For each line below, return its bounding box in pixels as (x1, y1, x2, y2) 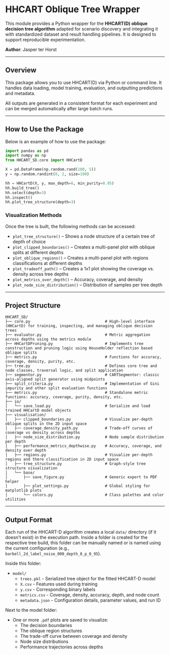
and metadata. (5, 90, 35, 96)
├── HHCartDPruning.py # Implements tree (5, 341, 144, 347)
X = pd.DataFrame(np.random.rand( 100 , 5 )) (5, 167, 96, 172)
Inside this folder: (5, 560, 41, 567)
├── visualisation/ (5, 413, 47, 418)
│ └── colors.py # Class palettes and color (5, 492, 164, 497)
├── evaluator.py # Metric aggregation (5, 332, 151, 337)
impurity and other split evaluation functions (5, 386, 108, 391)
